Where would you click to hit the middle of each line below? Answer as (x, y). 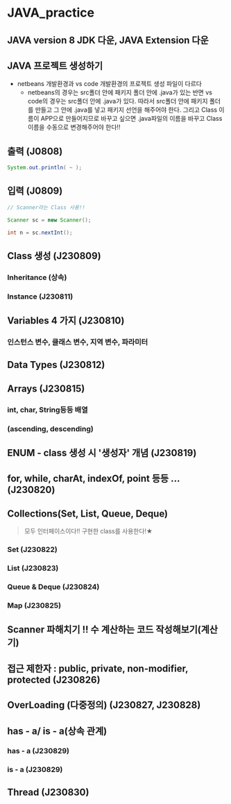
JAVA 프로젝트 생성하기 (55, 66)
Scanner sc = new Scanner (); (49, 220)
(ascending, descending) (50, 428)
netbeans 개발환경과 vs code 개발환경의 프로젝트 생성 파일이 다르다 (110, 84)
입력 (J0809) (35, 191)
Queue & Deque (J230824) (53, 587)
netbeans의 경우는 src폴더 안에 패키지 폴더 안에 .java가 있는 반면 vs (120, 92)
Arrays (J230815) (46, 388)
